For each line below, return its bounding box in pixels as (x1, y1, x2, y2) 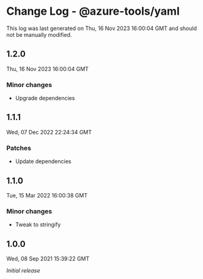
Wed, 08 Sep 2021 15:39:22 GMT (6, 255, 90, 262)
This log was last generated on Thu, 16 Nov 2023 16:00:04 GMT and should (6, 25, 197, 32)
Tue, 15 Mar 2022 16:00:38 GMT (6, 191, 87, 199)
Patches (6, 143, 32, 152)
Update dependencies (15, 158, 72, 165)
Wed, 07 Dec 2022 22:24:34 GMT (6, 128, 92, 136)
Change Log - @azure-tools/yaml (6, 4, 180, 18)
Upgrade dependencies (15, 94, 75, 102)
